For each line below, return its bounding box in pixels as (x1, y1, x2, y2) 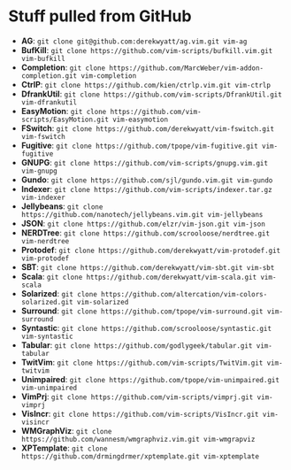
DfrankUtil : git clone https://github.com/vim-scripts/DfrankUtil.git (20, 89, 282, 99)
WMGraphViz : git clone (20, 425, 112, 435)
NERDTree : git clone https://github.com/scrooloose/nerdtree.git (20, 227, 271, 238)
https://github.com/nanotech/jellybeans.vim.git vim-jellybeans (20, 210, 264, 219)
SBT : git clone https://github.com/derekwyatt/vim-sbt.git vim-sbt (20, 261, 275, 272)
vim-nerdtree (20, 236, 70, 245)
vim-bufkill (20, 54, 65, 63)
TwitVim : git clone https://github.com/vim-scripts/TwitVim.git (20, 357, 264, 367)
